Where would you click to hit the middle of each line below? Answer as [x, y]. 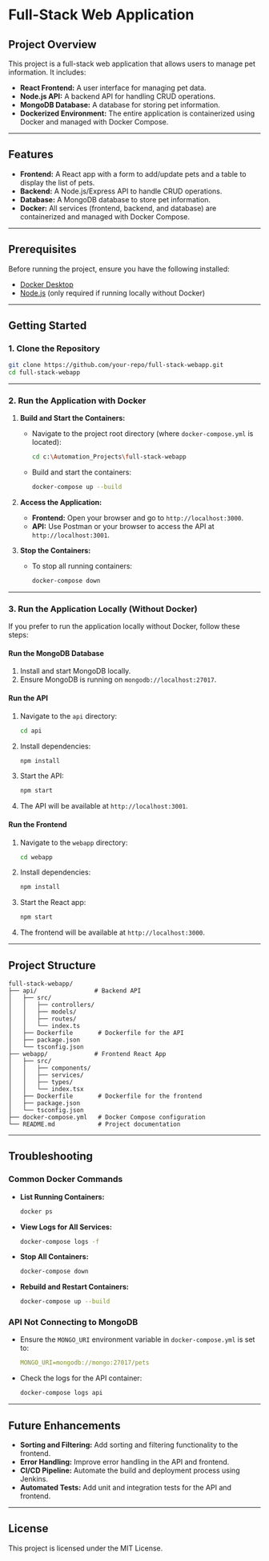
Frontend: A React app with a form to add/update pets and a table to [133, 173]
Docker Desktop [46, 284]
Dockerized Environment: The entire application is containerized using [137, 113]
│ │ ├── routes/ [43, 1019]
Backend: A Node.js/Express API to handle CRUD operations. [121, 191]
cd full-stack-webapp [44, 373]
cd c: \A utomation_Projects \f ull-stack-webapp [109, 457]
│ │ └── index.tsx [46, 1089]
